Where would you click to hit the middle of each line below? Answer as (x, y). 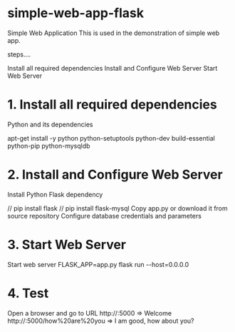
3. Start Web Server (67, 245)
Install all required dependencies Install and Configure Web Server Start (113, 68)
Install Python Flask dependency (55, 194)
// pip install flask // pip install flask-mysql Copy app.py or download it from (117, 208)
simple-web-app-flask (76, 13)
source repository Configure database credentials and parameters (104, 216)
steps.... (19, 54)
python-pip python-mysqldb (49, 146)
